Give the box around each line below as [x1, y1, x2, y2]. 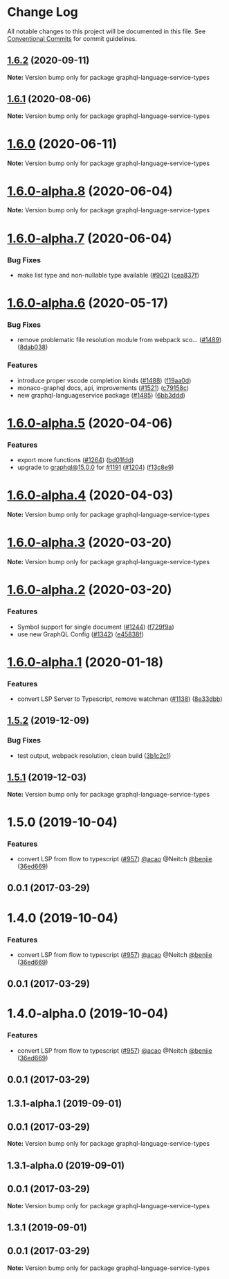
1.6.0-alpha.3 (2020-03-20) [7, 535, 172, 550]
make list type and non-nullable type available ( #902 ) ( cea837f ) [17, 271, 199, 279]
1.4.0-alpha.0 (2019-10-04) [7, 1006, 168, 1022]
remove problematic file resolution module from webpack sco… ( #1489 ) [17, 336, 222, 344]
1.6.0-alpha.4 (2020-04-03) [7, 487, 174, 503]
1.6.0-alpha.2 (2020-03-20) [7, 582, 172, 598]
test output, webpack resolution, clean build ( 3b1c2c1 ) [17, 751, 172, 760]
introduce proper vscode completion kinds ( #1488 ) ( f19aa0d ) [17, 376, 192, 384]
